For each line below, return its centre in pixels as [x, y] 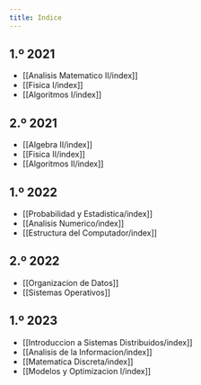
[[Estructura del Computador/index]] [89, 233]
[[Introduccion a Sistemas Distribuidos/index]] [107, 342]
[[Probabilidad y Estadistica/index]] [87, 214]
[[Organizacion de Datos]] [70, 282]
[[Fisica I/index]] [52, 85]
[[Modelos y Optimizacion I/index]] [86, 371]
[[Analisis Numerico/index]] [73, 224]
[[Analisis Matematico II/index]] [80, 76]
